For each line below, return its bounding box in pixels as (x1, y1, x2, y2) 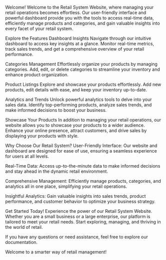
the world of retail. (5, 224, 43, 230)
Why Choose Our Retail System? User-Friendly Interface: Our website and (5, 143, 157, 149)
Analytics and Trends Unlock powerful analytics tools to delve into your (5, 96, 152, 102)
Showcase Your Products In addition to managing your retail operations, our (5, 117, 161, 122)
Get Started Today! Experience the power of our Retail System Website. (5, 208, 152, 214)
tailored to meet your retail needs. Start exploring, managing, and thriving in (5, 219, 161, 225)
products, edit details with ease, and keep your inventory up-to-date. (5, 87, 147, 92)
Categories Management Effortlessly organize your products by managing (5, 61, 157, 67)
